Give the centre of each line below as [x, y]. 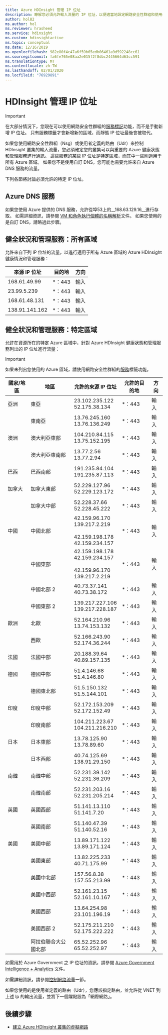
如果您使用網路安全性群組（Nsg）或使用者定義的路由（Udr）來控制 [74, 143]
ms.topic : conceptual [28, 43]
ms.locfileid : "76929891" [32, 75]
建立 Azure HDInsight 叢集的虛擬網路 [50, 1027]
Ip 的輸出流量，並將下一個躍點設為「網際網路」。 [65, 997]
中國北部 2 [43, 589]
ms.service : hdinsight [29, 33]
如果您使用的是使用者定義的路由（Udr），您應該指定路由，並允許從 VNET [80, 990]
